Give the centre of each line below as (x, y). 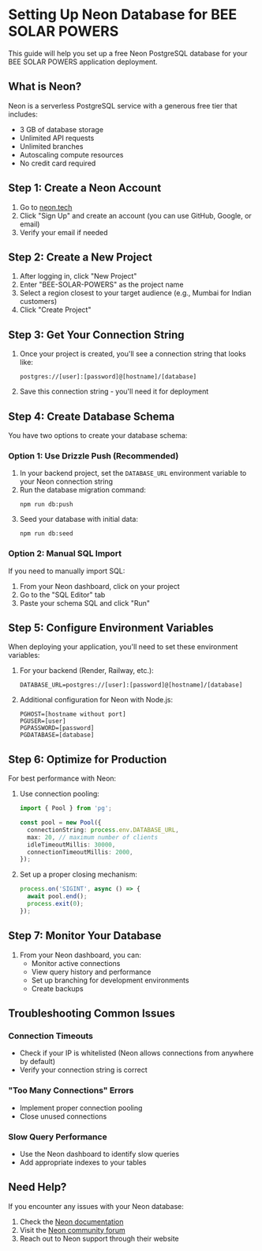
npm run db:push (46, 504)
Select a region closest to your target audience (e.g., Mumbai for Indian (135, 293)
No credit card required (58, 163)
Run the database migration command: (82, 490)
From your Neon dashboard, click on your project (99, 586)
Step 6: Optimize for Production (88, 759)
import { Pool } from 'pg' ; (65, 808)
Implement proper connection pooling (81, 1108)
